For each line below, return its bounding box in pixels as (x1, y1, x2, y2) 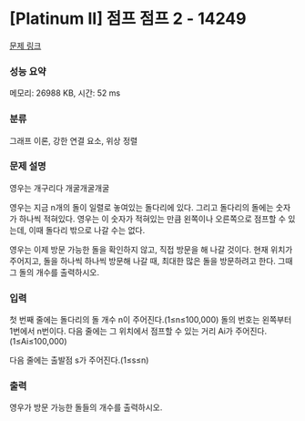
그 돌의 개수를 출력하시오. (9, 266, 100, 278)
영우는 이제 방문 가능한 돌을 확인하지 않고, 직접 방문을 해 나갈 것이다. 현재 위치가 (9, 243, 293, 255)
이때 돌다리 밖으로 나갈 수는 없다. (28, 224, 146, 235)
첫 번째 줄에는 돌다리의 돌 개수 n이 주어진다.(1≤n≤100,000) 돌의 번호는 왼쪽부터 (9, 314, 292, 325)
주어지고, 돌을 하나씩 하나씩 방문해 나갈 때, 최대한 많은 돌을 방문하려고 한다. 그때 (9, 255, 293, 266)
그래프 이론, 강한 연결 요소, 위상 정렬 (9, 135, 138, 146)
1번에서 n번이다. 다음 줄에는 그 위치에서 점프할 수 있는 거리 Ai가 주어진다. (9, 325, 267, 337)
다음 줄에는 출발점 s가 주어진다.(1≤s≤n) (9, 354, 149, 365)
